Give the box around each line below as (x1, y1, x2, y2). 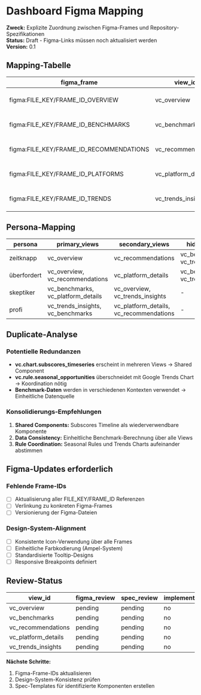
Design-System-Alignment (6, 525, 87, 533)
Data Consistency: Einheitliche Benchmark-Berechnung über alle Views (14, 434, 193, 441)
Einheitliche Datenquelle (14, 393, 75, 400)
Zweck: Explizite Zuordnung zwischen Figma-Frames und (6, 24, 150, 31)
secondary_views (118, 240, 169, 248)
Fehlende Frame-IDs (6, 481, 67, 490)
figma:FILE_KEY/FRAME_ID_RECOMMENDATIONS (9, 145, 150, 153)
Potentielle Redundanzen (6, 347, 81, 355)
